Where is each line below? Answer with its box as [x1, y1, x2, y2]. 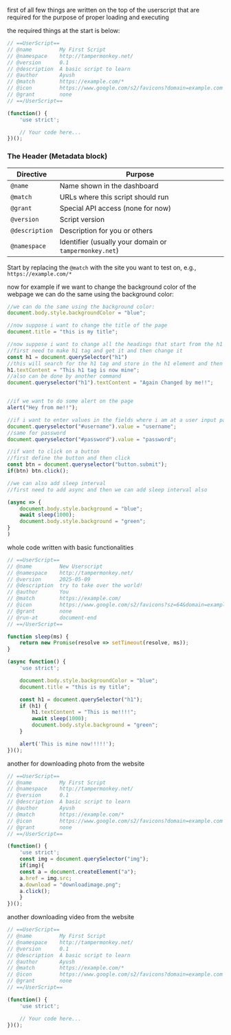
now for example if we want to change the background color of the [7, 283, 197, 291]
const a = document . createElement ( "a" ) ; [19, 868, 137, 875]
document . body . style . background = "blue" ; [19, 505, 143, 512]
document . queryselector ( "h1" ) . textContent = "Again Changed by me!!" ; [7, 379, 214, 387]
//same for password [7, 429, 67, 436]
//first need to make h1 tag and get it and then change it [7, 347, 184, 354]
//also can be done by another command [7, 373, 122, 380]
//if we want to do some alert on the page [7, 398, 134, 405]
